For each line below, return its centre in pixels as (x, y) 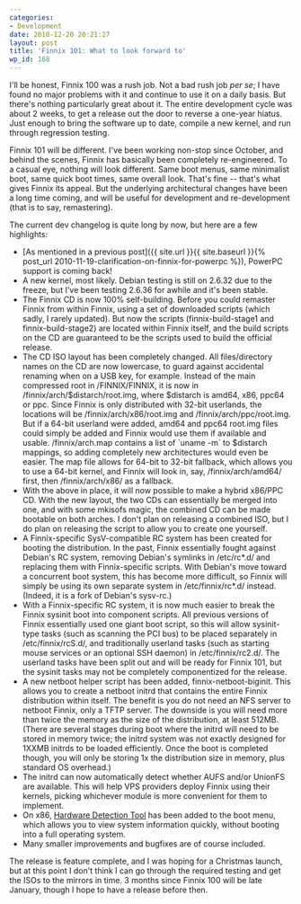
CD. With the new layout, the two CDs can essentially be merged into (150, 500)
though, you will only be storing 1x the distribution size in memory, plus (154, 758)
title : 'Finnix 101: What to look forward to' (98, 51)
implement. (43, 806)
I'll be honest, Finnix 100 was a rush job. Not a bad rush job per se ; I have (145, 85)
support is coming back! (67, 271)
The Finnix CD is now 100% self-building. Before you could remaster (149, 299)
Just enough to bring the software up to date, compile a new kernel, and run (150, 123)
